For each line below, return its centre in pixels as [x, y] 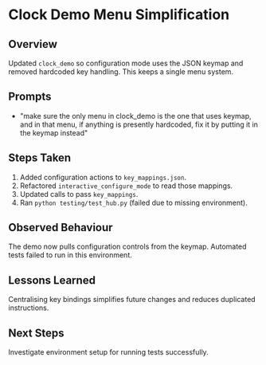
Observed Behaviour [61, 228]
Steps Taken [40, 158]
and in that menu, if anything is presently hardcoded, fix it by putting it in [139, 124]
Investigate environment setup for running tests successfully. [108, 352]
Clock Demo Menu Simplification [119, 15]
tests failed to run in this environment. [70, 255]
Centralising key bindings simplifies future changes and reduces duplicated [132, 300]
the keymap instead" [54, 132]
